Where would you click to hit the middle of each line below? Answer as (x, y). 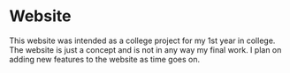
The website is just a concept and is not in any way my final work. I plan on (145, 49)
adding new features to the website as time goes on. (105, 59)
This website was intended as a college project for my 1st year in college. (142, 40)
